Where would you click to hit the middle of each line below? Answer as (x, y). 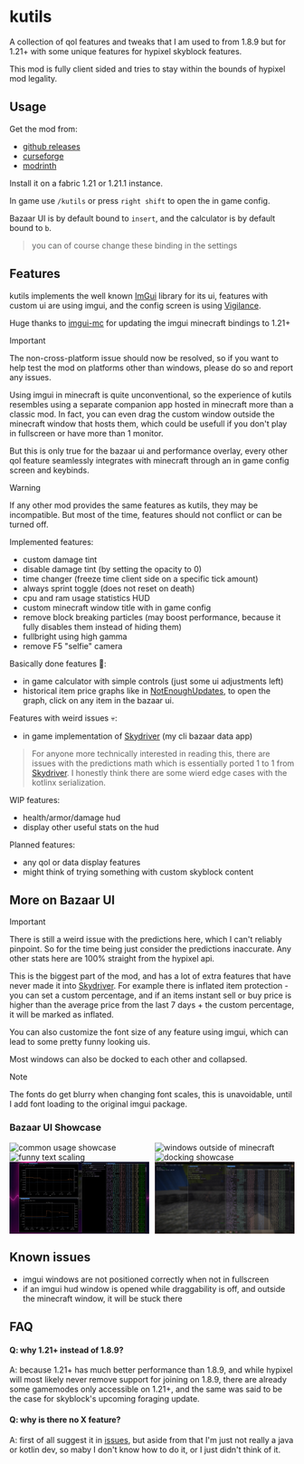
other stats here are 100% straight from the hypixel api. (112, 959)
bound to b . (31, 227)
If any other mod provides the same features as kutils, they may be (134, 505)
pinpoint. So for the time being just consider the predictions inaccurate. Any (151, 949)
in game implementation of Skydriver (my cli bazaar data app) (138, 736)
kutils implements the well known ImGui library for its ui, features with (139, 295)
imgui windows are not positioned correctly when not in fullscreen (146, 1279)
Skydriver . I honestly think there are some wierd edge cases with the (159, 772)
